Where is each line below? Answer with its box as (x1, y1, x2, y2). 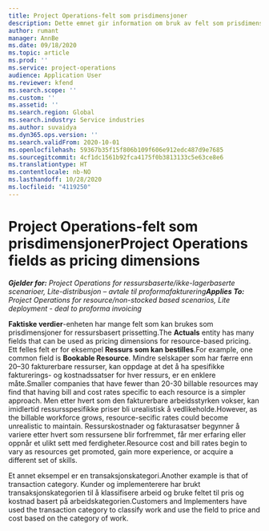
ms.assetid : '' (8, 101, 59, 109)
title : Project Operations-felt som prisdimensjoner (8, 11, 188, 20)
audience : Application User (8, 71, 102, 79)
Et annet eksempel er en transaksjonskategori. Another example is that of (8, 470, 248, 481)
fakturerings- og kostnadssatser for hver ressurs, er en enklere (8, 370, 216, 380)
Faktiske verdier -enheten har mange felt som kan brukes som (8, 319, 214, 328)
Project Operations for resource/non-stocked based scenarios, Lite (8, 295, 231, 304)
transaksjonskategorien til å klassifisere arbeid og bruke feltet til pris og (8, 488, 244, 497)
